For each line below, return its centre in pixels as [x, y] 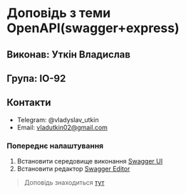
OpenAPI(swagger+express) [93, 28]
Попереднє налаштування [55, 146]
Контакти [29, 103]
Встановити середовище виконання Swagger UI [90, 161]
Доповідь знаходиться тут [64, 183]
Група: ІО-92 [36, 79]
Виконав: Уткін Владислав [69, 54]
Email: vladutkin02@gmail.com [62, 127]
